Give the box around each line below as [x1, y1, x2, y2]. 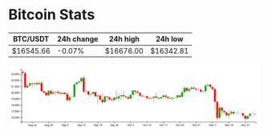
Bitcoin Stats [8, 6, 95, 24]
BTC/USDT [13, 34, 50, 44]
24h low [155, 34, 184, 44]
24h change [57, 34, 99, 44]
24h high [108, 34, 140, 44]
